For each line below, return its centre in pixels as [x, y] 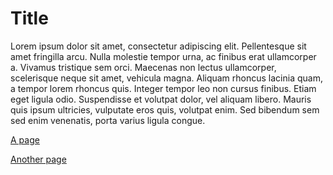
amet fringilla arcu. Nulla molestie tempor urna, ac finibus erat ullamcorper [163, 56]
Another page [38, 159]
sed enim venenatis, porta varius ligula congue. [108, 120]
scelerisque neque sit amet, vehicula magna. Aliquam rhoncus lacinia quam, [166, 78]
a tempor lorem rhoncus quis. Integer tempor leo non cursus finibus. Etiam [163, 88]
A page [25, 139]
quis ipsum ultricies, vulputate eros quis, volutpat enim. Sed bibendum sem [165, 109]
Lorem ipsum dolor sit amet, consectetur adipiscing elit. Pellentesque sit [158, 46]
